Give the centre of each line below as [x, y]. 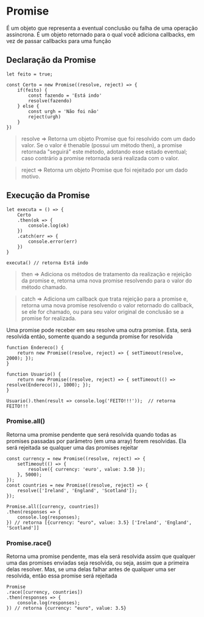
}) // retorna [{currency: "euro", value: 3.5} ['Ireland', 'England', [99, 522]
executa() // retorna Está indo [47, 263]
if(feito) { [32, 90]
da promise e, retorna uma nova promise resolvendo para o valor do [107, 281]
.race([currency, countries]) [45, 592]
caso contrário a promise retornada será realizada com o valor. [100, 158]
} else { [28, 106]
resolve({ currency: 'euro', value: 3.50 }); [87, 469]
